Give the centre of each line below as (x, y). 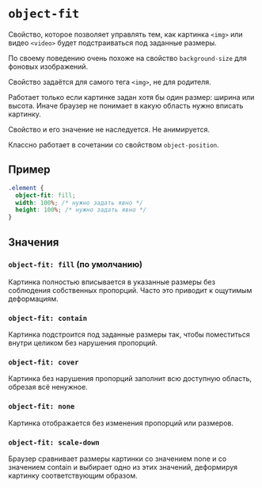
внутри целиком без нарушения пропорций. (83, 343)
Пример (29, 170)
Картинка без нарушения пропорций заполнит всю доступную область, (130, 379)
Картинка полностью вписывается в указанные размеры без (112, 282)
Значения (34, 242)
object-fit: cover (44, 362)
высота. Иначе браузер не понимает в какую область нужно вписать (126, 105)
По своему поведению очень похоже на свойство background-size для (127, 58)
